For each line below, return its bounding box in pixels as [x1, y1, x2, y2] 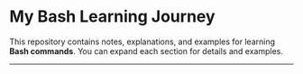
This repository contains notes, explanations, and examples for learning [9, 36, 275, 47]
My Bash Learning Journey [9, 6, 216, 27]
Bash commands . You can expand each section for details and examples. [9, 45, 284, 56]
